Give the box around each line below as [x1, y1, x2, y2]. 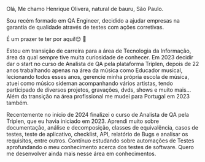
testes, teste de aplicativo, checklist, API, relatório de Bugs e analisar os [6, 131, 188, 138]
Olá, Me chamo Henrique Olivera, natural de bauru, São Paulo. [6, 6, 164, 12]
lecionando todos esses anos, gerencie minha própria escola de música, [6, 73, 190, 80]
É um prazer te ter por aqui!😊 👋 [6, 35, 87, 42]
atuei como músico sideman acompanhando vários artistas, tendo [6, 79, 173, 87]
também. [6, 99, 29, 106]
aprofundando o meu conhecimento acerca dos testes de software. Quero [6, 144, 195, 150]
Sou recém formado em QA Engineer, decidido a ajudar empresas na [6, 17, 180, 24]
